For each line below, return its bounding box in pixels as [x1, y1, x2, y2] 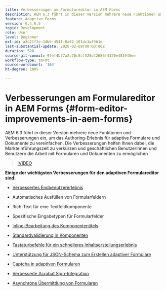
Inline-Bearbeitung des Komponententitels [12, 222, 99, 228]
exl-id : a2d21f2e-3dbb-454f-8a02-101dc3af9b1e [5, 39, 103, 44]
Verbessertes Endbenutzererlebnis [12, 184, 83, 190]
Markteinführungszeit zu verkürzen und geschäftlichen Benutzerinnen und [5, 145, 157, 151]
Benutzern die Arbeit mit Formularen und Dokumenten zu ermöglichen [5, 150, 148, 156]
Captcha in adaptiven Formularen [12, 261, 81, 267]
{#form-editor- [65, 103, 128, 114]
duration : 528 [5, 48, 35, 53]
